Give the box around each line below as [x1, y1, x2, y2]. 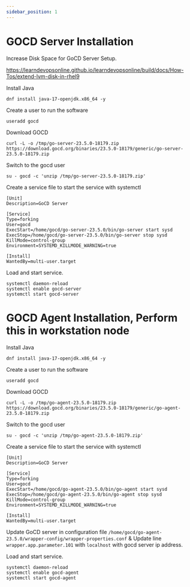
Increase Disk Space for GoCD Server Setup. [6, 55, 117, 62]
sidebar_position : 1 [6, 8, 58, 15]
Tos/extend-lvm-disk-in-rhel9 [6, 73, 80, 80]
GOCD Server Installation [6, 34, 134, 48]
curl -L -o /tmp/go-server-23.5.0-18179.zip [6, 140, 119, 146]
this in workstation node [6, 324, 130, 337]
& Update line [128, 535, 162, 542]
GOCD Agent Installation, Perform [6, 311, 178, 325]
